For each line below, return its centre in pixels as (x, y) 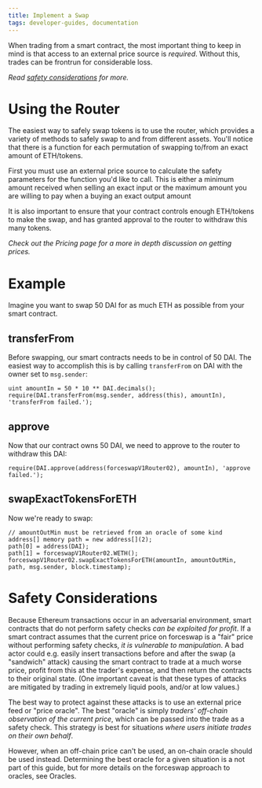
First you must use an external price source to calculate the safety (115, 171)
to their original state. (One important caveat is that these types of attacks (127, 679)
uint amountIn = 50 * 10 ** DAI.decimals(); (82, 389)
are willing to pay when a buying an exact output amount (100, 196)
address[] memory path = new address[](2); (80, 539)
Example (37, 283)
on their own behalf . (41, 735)
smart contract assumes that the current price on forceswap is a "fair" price (131, 636)
